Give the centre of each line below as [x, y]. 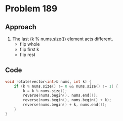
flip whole [30, 44]
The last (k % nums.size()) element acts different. [62, 39]
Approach [21, 27]
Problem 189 [31, 9]
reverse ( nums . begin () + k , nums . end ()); [65, 105]
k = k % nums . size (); [45, 91]
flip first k [29, 49]
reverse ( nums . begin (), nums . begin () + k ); [67, 100]
